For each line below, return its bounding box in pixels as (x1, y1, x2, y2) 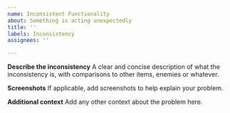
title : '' (7, 23, 37, 31)
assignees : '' (7, 37, 50, 44)
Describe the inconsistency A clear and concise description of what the (7, 63, 221, 71)
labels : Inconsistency (7, 30, 75, 38)
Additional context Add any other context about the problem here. (7, 97, 203, 107)
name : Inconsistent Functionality (7, 10, 110, 18)
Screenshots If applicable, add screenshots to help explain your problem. (7, 84, 224, 92)
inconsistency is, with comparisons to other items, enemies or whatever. (7, 70, 219, 79)
